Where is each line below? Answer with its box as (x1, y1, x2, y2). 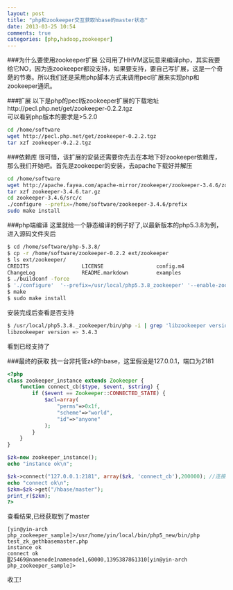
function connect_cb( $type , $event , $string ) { (19, 383, 159, 390)
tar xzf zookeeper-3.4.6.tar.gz (7, 188, 101, 195)
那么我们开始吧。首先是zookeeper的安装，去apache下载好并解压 (7, 161, 193, 170)
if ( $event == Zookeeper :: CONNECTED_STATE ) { (32, 390, 166, 397)
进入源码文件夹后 (7, 229, 56, 238)
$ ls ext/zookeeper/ (7, 256, 67, 263)
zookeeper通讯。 (7, 82, 57, 90)
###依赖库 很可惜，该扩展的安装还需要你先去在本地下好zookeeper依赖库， (7, 153, 221, 161)
